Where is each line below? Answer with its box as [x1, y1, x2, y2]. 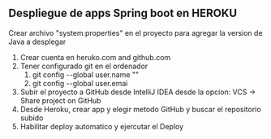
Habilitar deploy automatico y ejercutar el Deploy [19, 121, 184, 131]
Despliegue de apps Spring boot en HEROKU [8, 7, 238, 20]
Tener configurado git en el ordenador [19, 61, 148, 71]
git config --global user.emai [32, 78, 128, 88]
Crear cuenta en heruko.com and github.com [19, 52, 171, 62]
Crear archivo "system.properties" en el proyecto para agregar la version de [8, 28, 263, 37]
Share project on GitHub [19, 95, 101, 105]
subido [19, 113, 44, 123]
